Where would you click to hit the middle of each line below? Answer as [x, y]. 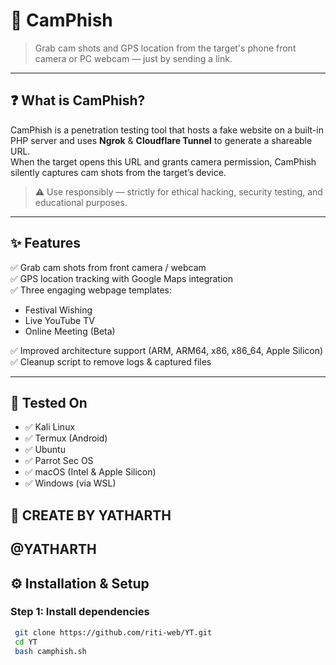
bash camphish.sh [50, 651]
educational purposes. [81, 202]
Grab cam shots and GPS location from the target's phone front [165, 48]
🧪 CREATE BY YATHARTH [91, 515]
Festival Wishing [58, 310]
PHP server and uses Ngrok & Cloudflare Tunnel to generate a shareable [161, 140]
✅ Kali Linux [50, 427]
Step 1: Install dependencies [80, 612]
